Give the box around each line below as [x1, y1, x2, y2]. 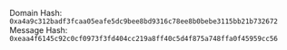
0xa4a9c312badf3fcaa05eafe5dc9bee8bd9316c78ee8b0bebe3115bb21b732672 [9, 17, 279, 26]
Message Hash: [9, 25, 68, 35]
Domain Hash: [9, 8, 63, 18]
